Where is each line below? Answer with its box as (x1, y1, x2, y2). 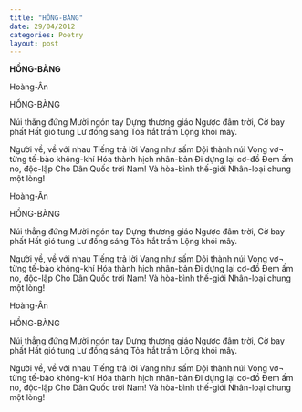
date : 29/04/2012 (9, 22, 76, 31)
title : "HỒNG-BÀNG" (9, 13, 84, 23)
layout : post (9, 38, 59, 48)
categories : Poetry (9, 30, 84, 39)
